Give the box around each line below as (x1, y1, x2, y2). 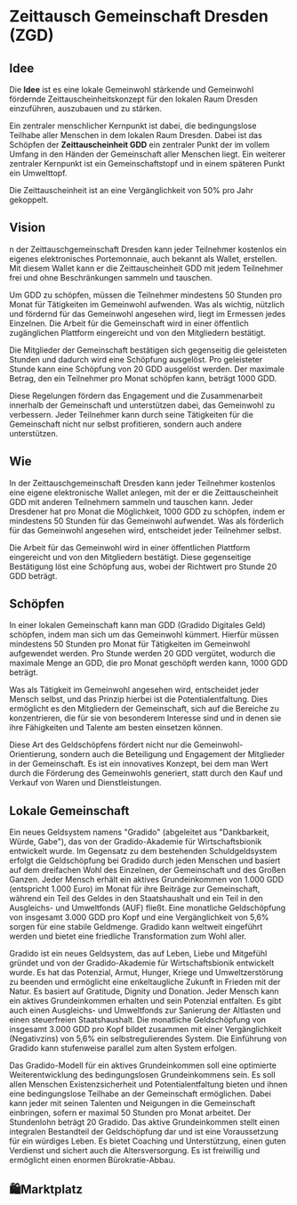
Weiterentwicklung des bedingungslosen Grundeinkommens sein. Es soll (9, 1070, 276, 1080)
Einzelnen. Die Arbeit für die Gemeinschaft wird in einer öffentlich (9, 318, 249, 329)
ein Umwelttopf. (9, 167, 68, 178)
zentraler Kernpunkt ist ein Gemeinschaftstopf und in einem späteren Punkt (9, 159, 285, 168)
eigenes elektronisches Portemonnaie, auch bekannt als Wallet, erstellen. (9, 253, 277, 264)
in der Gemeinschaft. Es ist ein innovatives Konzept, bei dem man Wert (9, 759, 269, 769)
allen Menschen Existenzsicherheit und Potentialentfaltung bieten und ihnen (9, 1079, 288, 1090)
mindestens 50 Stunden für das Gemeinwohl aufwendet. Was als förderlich (9, 515, 285, 526)
